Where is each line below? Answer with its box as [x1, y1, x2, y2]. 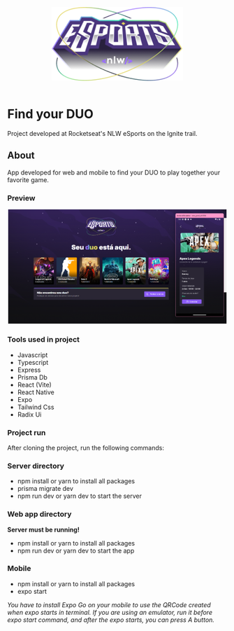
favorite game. [7, 175, 49, 184]
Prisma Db [17, 373, 47, 381]
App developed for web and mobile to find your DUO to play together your [7, 168, 221, 176]
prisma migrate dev [17, 485, 73, 493]
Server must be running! [7, 525, 80, 534]
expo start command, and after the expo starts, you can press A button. [7, 616, 215, 624]
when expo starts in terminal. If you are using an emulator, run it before [7, 608, 213, 616]
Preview [7, 193, 36, 202]
